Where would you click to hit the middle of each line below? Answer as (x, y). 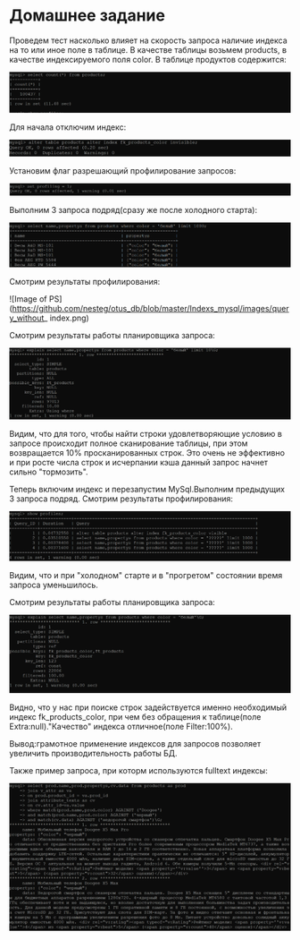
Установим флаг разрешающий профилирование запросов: (123, 170)
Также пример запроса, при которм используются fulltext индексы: (138, 771)
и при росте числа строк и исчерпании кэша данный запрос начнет (139, 462)
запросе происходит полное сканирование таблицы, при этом (129, 443)
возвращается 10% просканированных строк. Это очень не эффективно (147, 452)
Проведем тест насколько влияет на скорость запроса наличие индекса (148, 40)
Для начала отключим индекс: (68, 127)
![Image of (28, 299)
